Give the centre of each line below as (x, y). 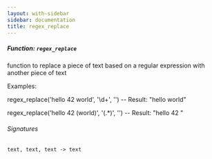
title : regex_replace (38, 26)
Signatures (23, 129)
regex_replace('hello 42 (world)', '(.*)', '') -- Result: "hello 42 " (95, 113)
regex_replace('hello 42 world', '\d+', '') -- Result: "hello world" (97, 100)
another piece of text (37, 73)
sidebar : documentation (41, 20)
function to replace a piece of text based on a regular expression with (106, 65)
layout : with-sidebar (38, 13)
